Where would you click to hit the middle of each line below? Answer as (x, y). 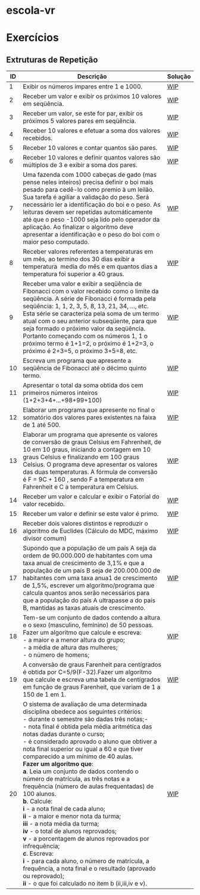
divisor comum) (45, 538)
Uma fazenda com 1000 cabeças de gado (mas (90, 175)
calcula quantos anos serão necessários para (86, 593)
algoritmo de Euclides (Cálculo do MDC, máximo (90, 531)
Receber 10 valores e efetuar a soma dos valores (92, 131)
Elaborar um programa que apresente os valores (90, 435)
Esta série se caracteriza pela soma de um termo (91, 314)
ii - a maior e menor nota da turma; (72, 816)
